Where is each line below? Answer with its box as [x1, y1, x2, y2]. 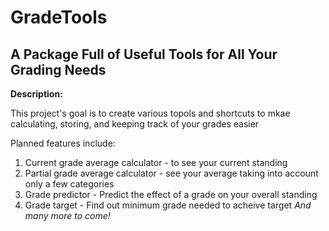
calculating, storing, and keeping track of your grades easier [10, 118, 260, 130]
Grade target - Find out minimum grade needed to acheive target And [24, 199, 312, 211]
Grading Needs [10, 61, 107, 78]
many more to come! [24, 210, 111, 221]
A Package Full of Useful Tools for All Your [10, 46, 278, 63]
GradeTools [10, 6, 108, 29]
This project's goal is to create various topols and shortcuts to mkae [10, 107, 291, 119]
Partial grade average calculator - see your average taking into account [24, 167, 319, 179]
